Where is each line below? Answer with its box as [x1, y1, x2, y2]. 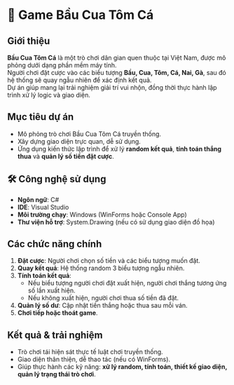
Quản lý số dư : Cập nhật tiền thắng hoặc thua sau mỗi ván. [17, 302, 188, 310]
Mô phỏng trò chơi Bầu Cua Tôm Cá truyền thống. [17, 130, 162, 138]
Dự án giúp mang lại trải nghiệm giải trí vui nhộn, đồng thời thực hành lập [7, 83, 217, 91]
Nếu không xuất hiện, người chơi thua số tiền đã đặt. [27, 294, 179, 302]
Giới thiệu [7, 35, 50, 47]
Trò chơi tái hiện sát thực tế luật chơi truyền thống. [17, 348, 163, 356]
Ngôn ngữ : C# [17, 195, 60, 203]
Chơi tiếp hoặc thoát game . [17, 309, 98, 317]
